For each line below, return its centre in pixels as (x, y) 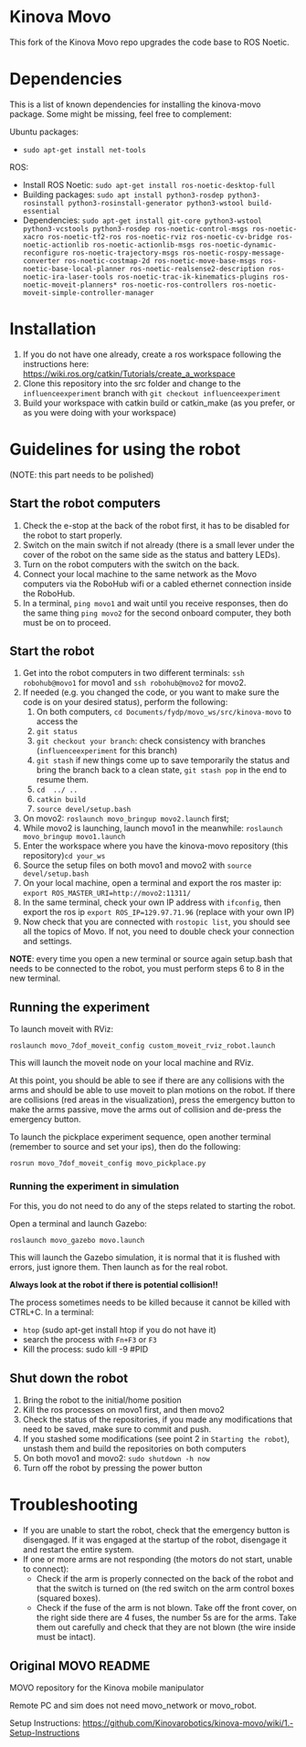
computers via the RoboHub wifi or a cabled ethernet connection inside (157, 584)
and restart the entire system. (78, 1550)
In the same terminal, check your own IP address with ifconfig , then (152, 902)
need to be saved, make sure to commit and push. (117, 1429)
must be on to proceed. (67, 622)
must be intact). (66, 1637)
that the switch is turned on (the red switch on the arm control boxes (165, 1589)
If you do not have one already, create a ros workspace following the (152, 354)
